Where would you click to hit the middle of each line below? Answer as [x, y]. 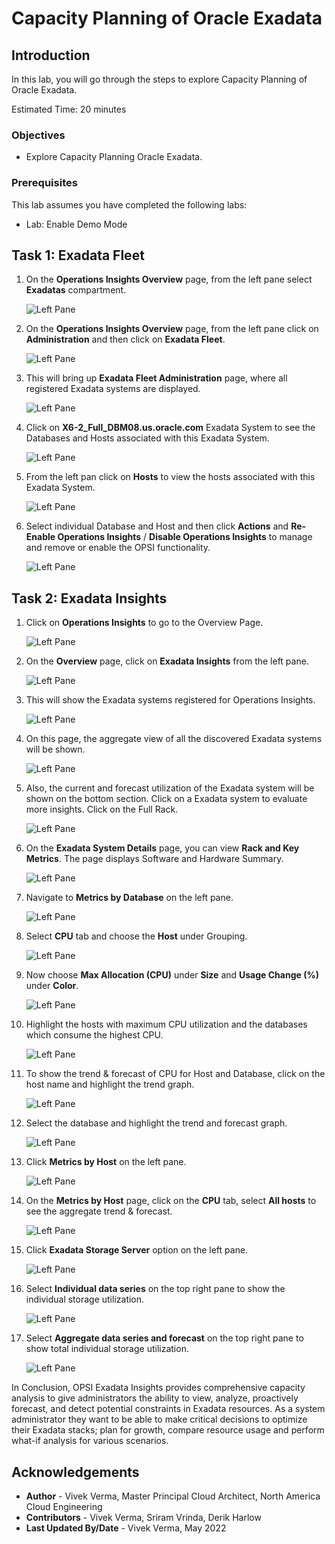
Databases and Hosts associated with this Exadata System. [147, 438]
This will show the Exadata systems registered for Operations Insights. [170, 700]
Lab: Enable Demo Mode [76, 224]
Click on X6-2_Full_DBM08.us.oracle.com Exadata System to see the [170, 428]
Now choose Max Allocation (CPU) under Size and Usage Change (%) [172, 975]
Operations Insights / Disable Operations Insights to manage [185, 537]
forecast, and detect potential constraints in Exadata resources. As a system [168, 1409]
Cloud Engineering [64, 1507]
